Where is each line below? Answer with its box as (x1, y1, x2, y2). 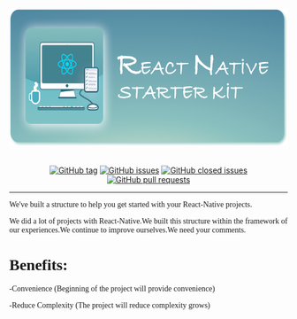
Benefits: (9, 256, 68, 275)
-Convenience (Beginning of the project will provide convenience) (9, 284, 216, 293)
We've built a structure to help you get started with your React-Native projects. (9, 200, 253, 209)
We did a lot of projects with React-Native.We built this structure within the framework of (9, 216, 288, 226)
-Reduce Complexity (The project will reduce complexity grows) (9, 300, 210, 310)
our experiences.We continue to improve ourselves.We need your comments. (9, 225, 247, 235)
